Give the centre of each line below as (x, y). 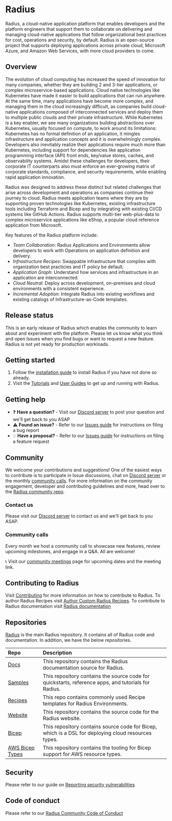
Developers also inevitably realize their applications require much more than (85, 144)
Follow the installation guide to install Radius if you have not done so (85, 373)
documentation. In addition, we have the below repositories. (68, 640)
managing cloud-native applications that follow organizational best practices (86, 34)
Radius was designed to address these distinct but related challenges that (83, 187)
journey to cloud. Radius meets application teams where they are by (77, 198)
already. (21, 378)
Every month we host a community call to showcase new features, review (83, 546)
